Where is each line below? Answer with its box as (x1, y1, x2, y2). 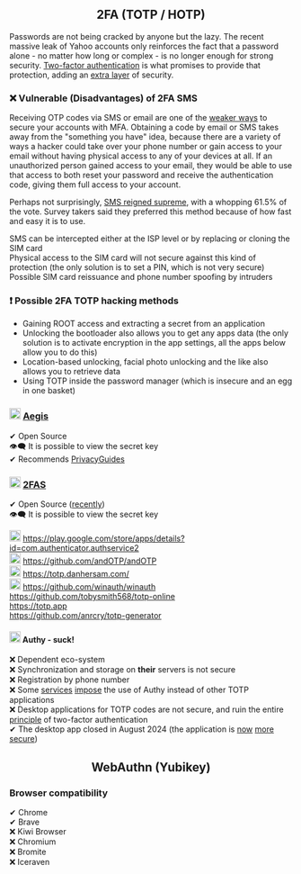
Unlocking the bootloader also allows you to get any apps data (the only (22, 328, 289, 338)
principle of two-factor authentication (9, 715, 148, 725)
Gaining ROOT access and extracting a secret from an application (22, 319, 265, 329)
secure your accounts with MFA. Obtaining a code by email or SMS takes (9, 122, 279, 133)
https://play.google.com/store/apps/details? (22, 533, 186, 544)
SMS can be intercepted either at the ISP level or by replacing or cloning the (9, 233, 290, 244)
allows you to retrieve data (22, 366, 121, 377)
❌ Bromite (9, 846, 47, 857)
